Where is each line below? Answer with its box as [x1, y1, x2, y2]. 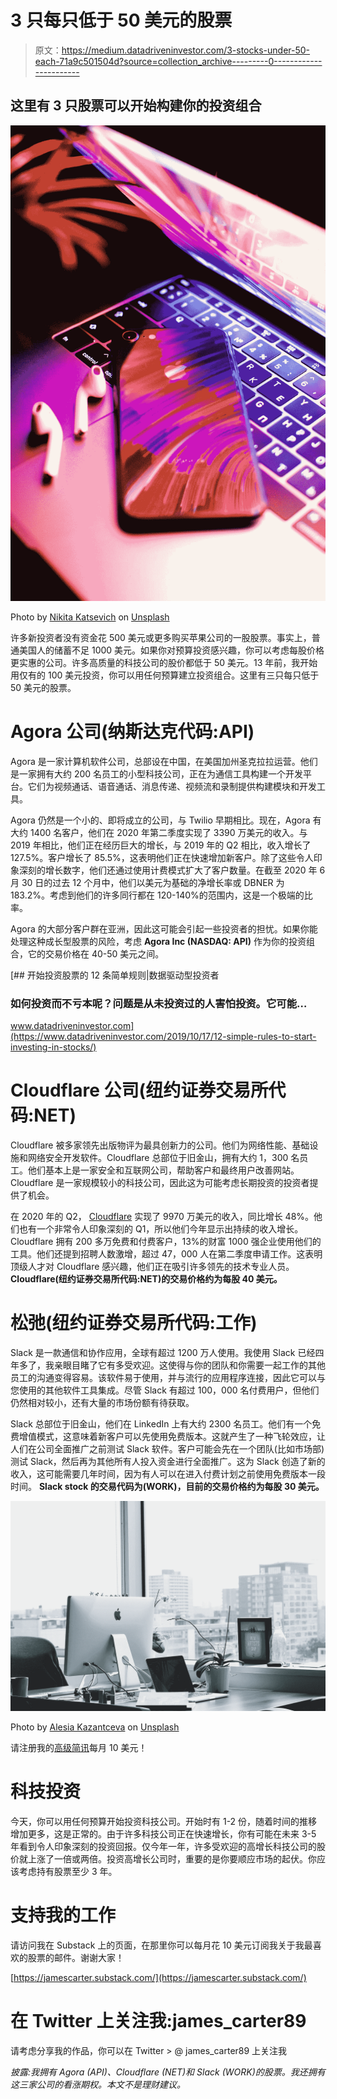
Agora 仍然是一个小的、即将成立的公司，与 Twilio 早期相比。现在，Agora [10, 814, 311, 826]
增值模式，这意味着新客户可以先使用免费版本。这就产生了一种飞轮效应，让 [18, 1431, 326, 1443]
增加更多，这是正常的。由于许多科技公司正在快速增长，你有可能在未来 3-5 [10, 1827, 317, 1840]
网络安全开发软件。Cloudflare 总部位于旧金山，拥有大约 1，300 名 [27, 1152, 300, 1164]
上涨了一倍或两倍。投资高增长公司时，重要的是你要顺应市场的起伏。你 [27, 1852, 317, 1865]
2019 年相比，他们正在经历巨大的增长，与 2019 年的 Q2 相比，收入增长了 [10, 839, 312, 851]
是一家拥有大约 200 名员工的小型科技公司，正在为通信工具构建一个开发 [10, 767, 304, 780]
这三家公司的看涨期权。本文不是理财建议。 [10, 2078, 186, 2090]
